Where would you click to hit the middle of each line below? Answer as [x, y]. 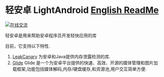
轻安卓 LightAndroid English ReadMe [82, 10]
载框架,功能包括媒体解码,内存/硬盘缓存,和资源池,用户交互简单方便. [80, 69]
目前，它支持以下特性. [28, 46]
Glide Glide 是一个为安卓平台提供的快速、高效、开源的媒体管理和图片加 [85, 63]
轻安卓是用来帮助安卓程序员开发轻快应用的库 [51, 35]
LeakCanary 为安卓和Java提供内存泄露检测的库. [61, 56]
